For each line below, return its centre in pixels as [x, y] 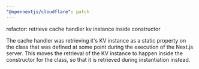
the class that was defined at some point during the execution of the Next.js [100, 47]
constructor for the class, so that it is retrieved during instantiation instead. [98, 59]
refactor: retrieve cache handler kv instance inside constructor [83, 29]
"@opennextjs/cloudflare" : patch [48, 12]
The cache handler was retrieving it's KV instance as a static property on [96, 40]
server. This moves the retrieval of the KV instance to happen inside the [95, 53]
